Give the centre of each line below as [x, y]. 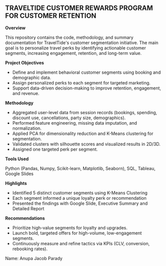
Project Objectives [25, 63]
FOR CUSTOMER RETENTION [51, 16]
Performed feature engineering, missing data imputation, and [75, 123]
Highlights [16, 183]
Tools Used [17, 159]
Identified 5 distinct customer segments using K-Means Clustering [80, 193]
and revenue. [26, 93]
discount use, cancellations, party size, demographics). [69, 118]
